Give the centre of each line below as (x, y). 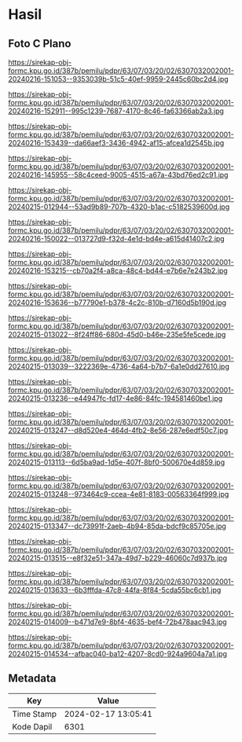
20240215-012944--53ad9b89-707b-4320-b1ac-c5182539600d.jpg (119, 207)
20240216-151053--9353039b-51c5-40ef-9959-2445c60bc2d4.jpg (119, 79)
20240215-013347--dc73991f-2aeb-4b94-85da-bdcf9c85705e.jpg (117, 526)
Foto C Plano (40, 44)
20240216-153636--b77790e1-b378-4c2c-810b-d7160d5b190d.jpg (117, 303)
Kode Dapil (32, 726)
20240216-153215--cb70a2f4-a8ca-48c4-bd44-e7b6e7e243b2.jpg (118, 270)
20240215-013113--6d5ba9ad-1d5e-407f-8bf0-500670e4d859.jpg (117, 462)
